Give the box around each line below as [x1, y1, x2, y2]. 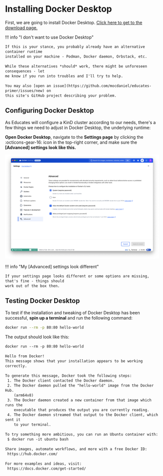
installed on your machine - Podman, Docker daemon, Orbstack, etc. [5, 54, 147, 59]
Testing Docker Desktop [5, 297, 80, 305]
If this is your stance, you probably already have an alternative [5, 44, 145, 49]
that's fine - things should [5, 279, 64, 283]
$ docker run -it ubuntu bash [7, 436, 69, 442]
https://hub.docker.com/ [7, 451, 58, 456]
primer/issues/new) [5, 88, 45, 93]
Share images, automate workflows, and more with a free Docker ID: [5, 446, 147, 452]
